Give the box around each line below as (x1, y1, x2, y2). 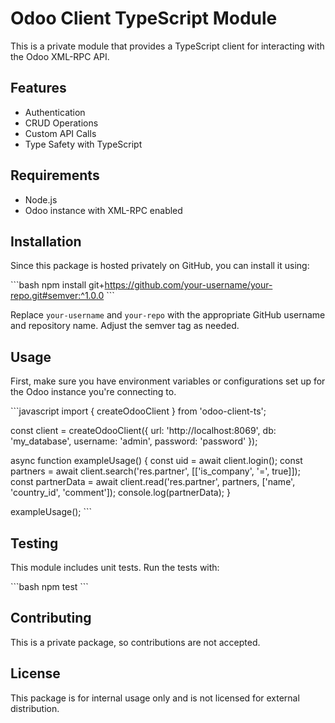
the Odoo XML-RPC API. (10, 50, 110, 62)
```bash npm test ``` (10, 581, 89, 592)
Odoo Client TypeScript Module (10, 7, 278, 30)
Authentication (24, 106, 86, 118)
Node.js (24, 193, 58, 206)
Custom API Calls (24, 127, 97, 139)
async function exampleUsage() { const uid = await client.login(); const (10, 455, 303, 467)
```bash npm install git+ (10, 279, 105, 291)
